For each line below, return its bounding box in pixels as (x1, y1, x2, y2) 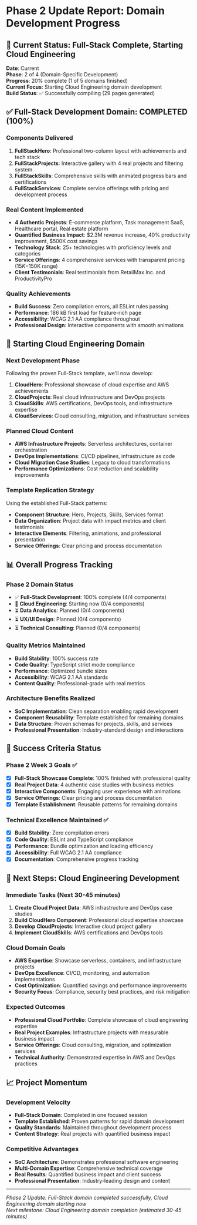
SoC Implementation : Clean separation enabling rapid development (14, 708, 179, 715)
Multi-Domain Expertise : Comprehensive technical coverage (14, 1165, 163, 1172)
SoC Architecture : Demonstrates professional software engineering (14, 1158, 179, 1165)
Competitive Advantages (6, 1145, 79, 1153)
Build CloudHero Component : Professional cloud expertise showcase (14, 917, 184, 924)
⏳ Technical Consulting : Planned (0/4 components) (14, 624, 141, 632)
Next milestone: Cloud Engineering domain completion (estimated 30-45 (6, 1206, 182, 1213)
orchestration (14, 446, 47, 453)
